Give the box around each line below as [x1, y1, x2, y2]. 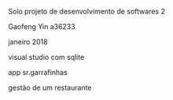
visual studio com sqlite [8, 53, 85, 61]
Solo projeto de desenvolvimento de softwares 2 [8, 7, 165, 16]
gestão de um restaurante [8, 83, 92, 92]
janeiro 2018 [8, 37, 49, 46]
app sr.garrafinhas [8, 68, 68, 77]
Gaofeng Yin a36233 [8, 22, 76, 31]
